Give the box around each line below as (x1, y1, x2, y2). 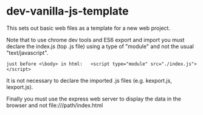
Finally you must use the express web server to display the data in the (6, 95, 181, 102)
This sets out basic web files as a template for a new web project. (6, 24, 171, 32)
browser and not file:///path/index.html (6, 102, 103, 109)
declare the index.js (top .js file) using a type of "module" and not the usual (6, 43, 194, 50)
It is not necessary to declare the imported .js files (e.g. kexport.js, (6, 77, 172, 84)
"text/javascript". (6, 49, 49, 56)
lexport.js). (6, 83, 33, 91)
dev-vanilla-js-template (6, 4, 129, 18)
